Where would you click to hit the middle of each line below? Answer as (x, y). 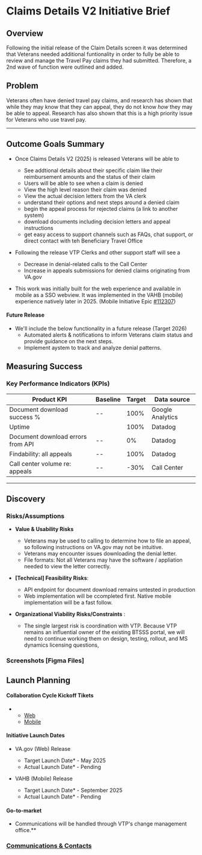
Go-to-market (24, 810)
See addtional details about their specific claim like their (93, 170)
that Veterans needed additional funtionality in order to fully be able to (93, 54)
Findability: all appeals (41, 454)
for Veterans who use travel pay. (46, 119)
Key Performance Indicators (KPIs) (58, 384)
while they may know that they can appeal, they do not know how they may (99, 107)
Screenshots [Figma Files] (45, 661)
